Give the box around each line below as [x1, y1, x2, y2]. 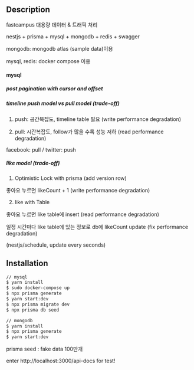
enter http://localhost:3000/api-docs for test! [6, 357, 116, 365]
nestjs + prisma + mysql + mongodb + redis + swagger [6, 32, 140, 40]
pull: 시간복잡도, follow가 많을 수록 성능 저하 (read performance [14, 128, 164, 135]
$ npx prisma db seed [6, 307, 60, 313]
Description [6, 5, 50, 15]
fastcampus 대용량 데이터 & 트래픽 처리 [6, 21, 98, 28]
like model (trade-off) [6, 159, 60, 167]
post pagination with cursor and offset [6, 85, 103, 92]
